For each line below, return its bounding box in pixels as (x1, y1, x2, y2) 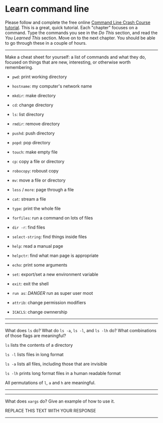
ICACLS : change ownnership (12, 309, 68, 315)
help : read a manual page (12, 243, 64, 249)
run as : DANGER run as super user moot (12, 290, 93, 296)
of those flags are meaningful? (5, 333, 66, 338)
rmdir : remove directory (12, 120, 60, 127)
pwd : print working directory (12, 74, 67, 80)
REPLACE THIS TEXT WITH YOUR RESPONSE (5, 407, 96, 413)
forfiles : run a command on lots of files (12, 215, 93, 220)
